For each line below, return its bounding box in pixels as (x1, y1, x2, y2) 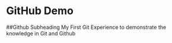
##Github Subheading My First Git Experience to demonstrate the (6, 24, 167, 31)
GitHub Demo (6, 4, 74, 18)
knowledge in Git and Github (6, 29, 76, 37)
